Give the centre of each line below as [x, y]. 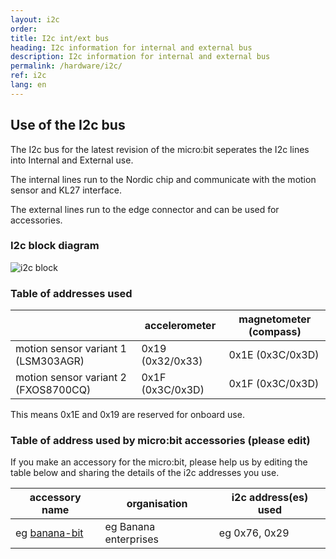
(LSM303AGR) [50, 361]
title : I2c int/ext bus [60, 38]
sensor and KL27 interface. [66, 190]
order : [24, 29]
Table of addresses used [71, 293]
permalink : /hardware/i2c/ [66, 66]
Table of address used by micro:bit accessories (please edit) [160, 441]
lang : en [28, 85]
